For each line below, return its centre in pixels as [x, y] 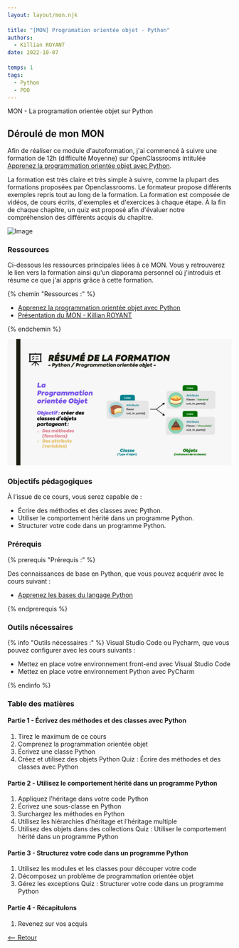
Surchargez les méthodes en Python [71, 814]
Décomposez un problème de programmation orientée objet [106, 876]
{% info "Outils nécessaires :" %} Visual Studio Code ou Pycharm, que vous [118, 642]
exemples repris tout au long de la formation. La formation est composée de [118, 195]
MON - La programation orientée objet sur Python [80, 111]
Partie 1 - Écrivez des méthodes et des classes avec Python [97, 721]
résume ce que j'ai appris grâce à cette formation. [81, 280]
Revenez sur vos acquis [52, 923]
